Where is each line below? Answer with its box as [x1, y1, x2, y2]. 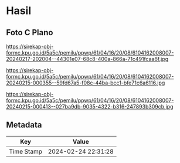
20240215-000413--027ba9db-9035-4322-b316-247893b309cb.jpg [6, 103, 174, 110]
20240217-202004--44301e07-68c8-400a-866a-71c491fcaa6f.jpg [6, 56, 169, 62]
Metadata [6, 120, 42, 130]
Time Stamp [9, 147, 43, 155]
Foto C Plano [6, 28, 53, 38]
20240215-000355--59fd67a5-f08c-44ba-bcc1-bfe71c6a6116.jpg [6, 79, 165, 86]
